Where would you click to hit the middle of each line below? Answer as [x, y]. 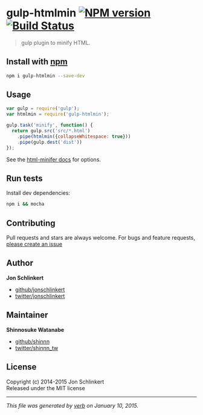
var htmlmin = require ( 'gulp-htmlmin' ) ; [58, 114]
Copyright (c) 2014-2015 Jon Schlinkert [55, 382]
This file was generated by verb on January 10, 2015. [72, 405]
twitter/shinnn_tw [37, 348]
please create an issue [34, 244]
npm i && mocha [25, 204]
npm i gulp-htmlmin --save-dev [46, 76]
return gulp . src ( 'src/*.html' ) [51, 131]
